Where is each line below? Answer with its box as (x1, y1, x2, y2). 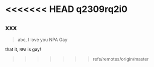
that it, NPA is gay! (5, 46, 41, 52)
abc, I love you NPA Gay (17, 36, 68, 42)
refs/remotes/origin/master (93, 56, 149, 62)
